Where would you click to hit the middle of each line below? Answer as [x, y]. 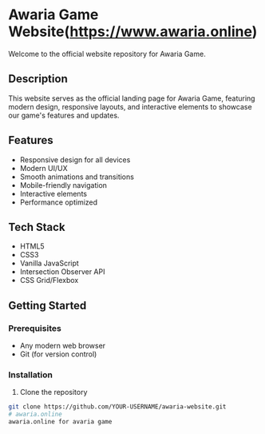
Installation [31, 375]
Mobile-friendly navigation [63, 185]
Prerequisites [35, 328]
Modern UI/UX [44, 168]
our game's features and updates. [64, 115]
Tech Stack [37, 227]
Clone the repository [53, 392]
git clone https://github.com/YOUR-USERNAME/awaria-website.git [117, 407]
